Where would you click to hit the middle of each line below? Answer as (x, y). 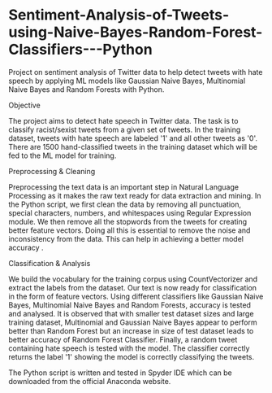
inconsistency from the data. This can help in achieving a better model (126, 238)
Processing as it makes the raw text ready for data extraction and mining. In (135, 195)
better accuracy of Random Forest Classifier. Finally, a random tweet (123, 339)
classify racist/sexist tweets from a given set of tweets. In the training (125, 129)
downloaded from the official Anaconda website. (90, 381)
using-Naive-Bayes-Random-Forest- (136, 32)
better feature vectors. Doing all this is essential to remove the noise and (130, 230)
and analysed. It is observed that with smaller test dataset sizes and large (131, 313)
